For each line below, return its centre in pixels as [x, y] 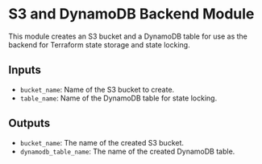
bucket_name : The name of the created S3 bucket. [102, 142]
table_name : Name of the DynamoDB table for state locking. [119, 98]
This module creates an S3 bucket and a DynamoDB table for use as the [128, 36]
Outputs [29, 123]
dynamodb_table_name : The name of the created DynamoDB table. [127, 151]
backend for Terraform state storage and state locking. [100, 44]
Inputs [25, 70]
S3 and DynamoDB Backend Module [131, 14]
